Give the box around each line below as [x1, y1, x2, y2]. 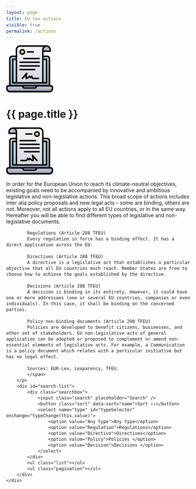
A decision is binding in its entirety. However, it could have [27, 289, 188, 295]
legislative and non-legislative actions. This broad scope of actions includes [6, 193, 190, 200]
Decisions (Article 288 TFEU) [27, 283, 101, 289]
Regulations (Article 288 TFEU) [27, 230, 107, 236]
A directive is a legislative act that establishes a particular [27, 260, 191, 266]
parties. [6, 307, 28, 313]
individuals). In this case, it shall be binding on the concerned [6, 301, 175, 307]
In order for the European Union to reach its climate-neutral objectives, [6, 180, 177, 188]
